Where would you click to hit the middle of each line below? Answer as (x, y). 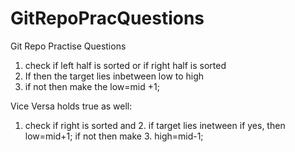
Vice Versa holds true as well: (71, 106)
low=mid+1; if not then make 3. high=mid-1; (114, 136)
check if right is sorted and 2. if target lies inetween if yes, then (155, 125)
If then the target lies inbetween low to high (114, 76)
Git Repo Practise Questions (68, 46)
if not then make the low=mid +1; (92, 86)
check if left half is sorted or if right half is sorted (125, 65)
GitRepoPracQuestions (107, 18)
